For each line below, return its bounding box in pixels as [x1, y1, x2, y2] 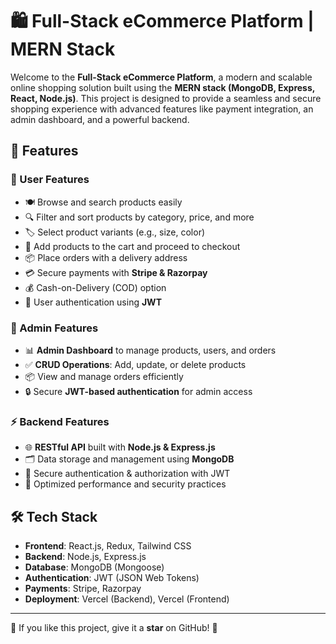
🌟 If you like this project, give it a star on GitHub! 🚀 [10, 622, 218, 634]
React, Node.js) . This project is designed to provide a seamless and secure [10, 92, 322, 104]
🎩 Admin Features [10, 321, 99, 335]
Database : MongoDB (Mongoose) [24, 561, 165, 573]
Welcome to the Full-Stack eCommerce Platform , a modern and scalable [10, 71, 313, 83]
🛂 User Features [10, 173, 90, 187]
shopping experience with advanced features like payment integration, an [10, 103, 314, 115]
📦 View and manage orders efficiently [24, 370, 184, 382]
